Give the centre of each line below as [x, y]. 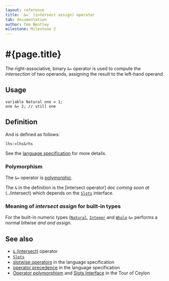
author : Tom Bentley [27, 24]
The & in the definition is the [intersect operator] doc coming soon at [77, 187]
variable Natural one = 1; [34, 102]
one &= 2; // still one [31, 106]
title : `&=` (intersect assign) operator [50, 15]
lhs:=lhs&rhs [19, 144]
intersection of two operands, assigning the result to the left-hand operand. [85, 74]
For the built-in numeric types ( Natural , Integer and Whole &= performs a [81, 218]
